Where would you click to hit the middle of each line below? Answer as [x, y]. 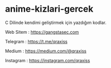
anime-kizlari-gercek [49, 9]
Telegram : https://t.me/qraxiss [36, 41]
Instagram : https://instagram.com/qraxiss [48, 60]
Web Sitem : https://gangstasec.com [42, 32]
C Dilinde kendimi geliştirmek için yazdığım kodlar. [56, 23]
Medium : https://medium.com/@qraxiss [46, 51]
